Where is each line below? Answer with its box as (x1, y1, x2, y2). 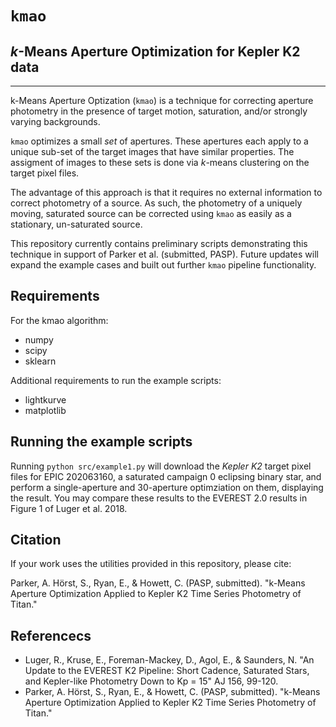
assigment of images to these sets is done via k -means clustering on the (10, 157, 310, 168)
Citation (10, 532, 62, 549)
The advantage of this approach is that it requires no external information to (10, 187, 323, 198)
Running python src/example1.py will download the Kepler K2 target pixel (10, 460, 312, 472)
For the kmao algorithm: (10, 314, 109, 326)
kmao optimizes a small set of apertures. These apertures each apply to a (10, 135, 309, 147)
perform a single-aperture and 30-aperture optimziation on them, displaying (10, 481, 324, 493)
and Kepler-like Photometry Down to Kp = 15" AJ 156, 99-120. (24, 675, 279, 687)
